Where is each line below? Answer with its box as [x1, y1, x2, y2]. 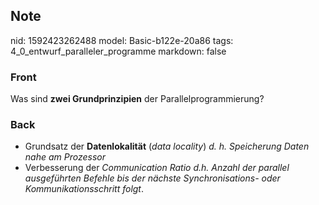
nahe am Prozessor [24, 151, 106, 163]
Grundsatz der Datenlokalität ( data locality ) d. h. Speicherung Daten [24, 140, 310, 153]
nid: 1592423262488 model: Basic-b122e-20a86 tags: [10, 34, 234, 46]
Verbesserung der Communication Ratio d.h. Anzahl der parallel [24, 162, 290, 174]
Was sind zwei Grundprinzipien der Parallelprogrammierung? [10, 93, 265, 105]
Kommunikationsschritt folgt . [24, 183, 144, 195]
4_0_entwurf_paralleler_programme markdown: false [10, 45, 227, 57]
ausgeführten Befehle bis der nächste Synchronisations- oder [24, 172, 281, 184]
